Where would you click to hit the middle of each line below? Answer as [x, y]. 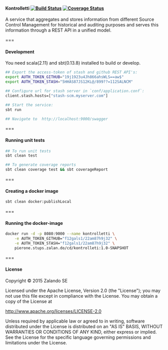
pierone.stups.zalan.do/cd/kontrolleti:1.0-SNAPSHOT [72, 248]
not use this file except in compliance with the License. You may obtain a [81, 296]
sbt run [13, 110]
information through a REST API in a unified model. [59, 30]
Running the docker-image [34, 223]
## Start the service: [29, 105]
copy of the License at [29, 302]
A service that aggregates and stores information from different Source [80, 19]
